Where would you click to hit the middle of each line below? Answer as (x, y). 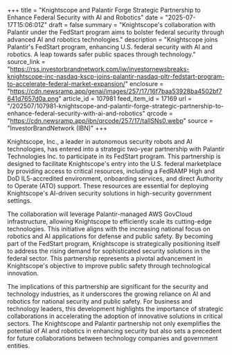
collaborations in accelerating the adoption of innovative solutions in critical (115, 316)
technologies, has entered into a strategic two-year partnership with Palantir (116, 149)
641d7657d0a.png (33, 99)
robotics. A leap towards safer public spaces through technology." (101, 54)
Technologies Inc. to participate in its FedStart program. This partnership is (114, 156)
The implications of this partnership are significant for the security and (108, 287)
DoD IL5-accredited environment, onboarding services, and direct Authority (115, 179)
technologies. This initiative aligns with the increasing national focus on (109, 229)
